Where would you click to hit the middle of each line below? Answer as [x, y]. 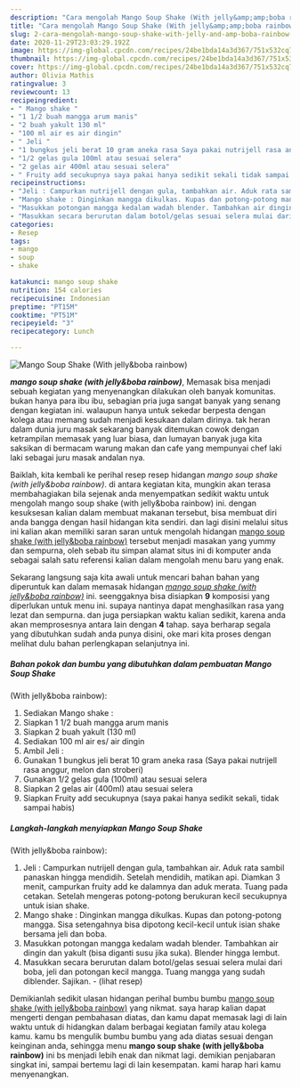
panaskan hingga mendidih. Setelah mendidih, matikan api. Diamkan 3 [152, 877]
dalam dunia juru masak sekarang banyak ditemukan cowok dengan [135, 429]
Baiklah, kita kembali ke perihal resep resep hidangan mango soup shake [144, 475]
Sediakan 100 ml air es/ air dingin [84, 741]
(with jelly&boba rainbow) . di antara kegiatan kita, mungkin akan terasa [140, 484]
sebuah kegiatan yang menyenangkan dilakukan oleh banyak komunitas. [143, 391]
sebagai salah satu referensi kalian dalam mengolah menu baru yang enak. [147, 560]
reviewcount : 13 [40, 92]
